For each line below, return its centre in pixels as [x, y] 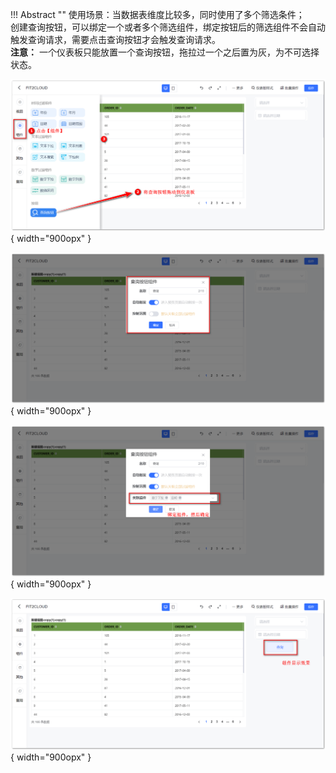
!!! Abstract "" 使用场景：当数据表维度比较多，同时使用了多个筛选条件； [157, 14]
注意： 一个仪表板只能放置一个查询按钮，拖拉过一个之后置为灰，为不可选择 [165, 52]
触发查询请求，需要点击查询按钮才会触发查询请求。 [115, 39]
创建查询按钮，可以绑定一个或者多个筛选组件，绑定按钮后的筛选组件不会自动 [168, 27]
